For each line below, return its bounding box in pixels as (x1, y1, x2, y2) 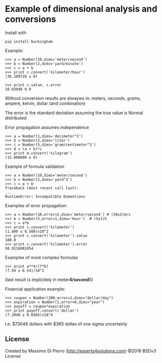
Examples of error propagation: (5, 202, 68, 208)
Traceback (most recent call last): (5, 185, 79, 190)
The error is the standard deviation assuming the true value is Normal (5, 110, 144, 115)
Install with (5, 30, 27, 35)
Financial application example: (5, 286, 65, 292)
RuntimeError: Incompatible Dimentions (5, 194, 86, 199)
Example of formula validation (5, 164, 64, 169)
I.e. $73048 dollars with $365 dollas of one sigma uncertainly (5, 321, 128, 327)
